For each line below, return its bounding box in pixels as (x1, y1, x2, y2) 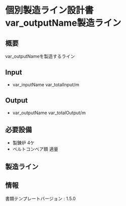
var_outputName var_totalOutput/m (12, 110, 86, 116)
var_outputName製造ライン (5, 17, 121, 29)
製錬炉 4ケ (12, 140, 35, 146)
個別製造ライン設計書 (5, 5, 94, 16)
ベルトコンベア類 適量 (12, 146, 58, 152)
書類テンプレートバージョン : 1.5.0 (5, 195, 76, 201)
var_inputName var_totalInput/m (12, 81, 80, 87)
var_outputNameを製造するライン (5, 54, 75, 59)
